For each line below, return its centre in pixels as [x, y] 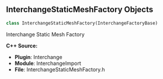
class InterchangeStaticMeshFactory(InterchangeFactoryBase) [82, 23]
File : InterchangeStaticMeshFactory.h [60, 69]
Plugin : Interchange [38, 57]
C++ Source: [22, 46]
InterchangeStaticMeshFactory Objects [80, 10]
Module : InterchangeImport [48, 63]
